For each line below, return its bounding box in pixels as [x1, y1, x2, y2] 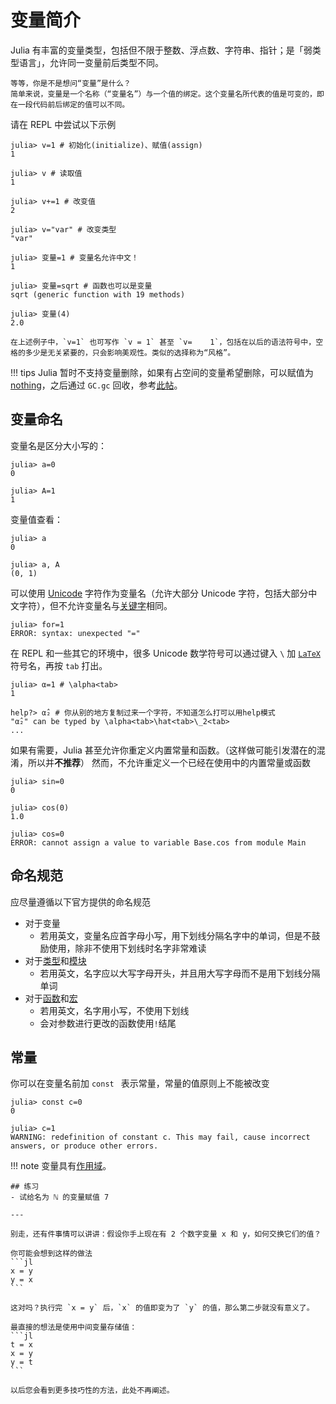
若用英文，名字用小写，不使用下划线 [39, 1004, 190, 1016]
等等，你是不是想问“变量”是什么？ [10, 78, 132, 88]
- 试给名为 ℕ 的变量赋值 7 [10, 1192, 110, 1203]
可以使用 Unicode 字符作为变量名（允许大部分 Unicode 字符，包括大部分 [10, 587, 309, 599]
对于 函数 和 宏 [24, 992, 78, 1004]
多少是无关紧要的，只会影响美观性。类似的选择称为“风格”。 [24, 347, 236, 358]
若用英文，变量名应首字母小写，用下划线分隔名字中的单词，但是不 [39, 929, 312, 941]
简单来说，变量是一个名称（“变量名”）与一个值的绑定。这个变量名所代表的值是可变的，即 [10, 89, 325, 99]
